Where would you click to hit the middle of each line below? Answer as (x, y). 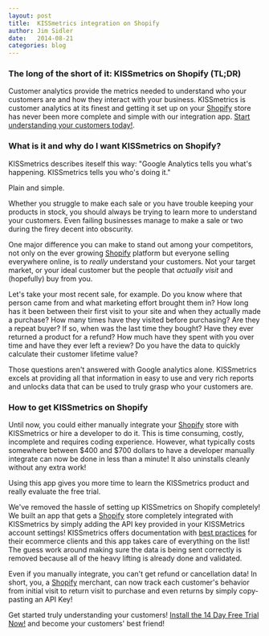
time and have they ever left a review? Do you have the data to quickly (124, 345)
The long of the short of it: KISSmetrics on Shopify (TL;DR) (125, 74)
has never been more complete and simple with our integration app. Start (129, 116)
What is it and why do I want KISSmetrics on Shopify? (115, 146)
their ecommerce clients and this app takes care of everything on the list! (129, 541)
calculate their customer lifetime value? (73, 353)
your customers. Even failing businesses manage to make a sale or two (126, 220)
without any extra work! (47, 467)
